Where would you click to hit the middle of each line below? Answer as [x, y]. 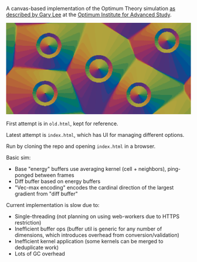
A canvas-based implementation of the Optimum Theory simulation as [91, 8]
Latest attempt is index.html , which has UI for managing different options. [95, 135]
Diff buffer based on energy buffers [57, 181]
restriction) [28, 222]
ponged [24, 175]
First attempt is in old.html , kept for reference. [62, 123]
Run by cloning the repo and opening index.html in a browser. [81, 146]
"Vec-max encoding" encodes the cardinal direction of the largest [94, 187]
